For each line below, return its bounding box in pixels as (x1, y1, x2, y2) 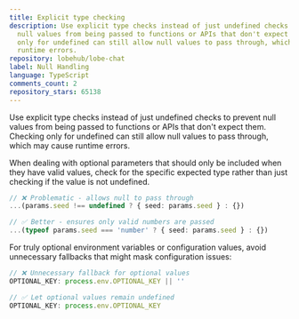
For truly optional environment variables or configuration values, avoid (9, 242, 267, 252)
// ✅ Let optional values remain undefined (9, 292, 175, 302)
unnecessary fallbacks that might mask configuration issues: (9, 251, 232, 262)
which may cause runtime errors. (9, 140, 131, 151)
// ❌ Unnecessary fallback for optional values (9, 268, 190, 277)
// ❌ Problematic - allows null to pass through (9, 193, 194, 203)
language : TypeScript (9, 71, 90, 80)
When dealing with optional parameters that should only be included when (9, 157, 282, 168)
